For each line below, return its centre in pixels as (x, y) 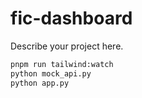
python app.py (40, 83)
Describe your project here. (67, 46)
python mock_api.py (51, 73)
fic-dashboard (71, 18)
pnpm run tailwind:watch (62, 64)
